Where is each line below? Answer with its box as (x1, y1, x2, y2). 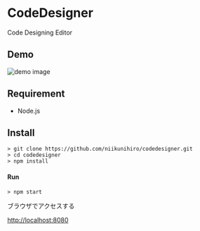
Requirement (7, 88, 65, 100)
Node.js (17, 106, 41, 115)
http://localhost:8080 (7, 216, 69, 224)
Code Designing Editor (7, 28, 72, 37)
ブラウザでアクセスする (7, 201, 75, 210)
